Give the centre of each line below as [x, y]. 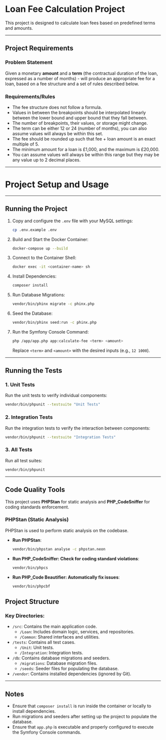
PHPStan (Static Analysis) [37, 520]
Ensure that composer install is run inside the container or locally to [82, 706]
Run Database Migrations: [39, 295]
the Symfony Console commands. [47, 732]
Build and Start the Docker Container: [50, 239]
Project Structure [32, 602]
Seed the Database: [32, 313]
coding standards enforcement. [37, 507]
